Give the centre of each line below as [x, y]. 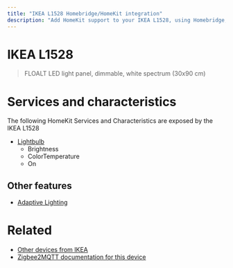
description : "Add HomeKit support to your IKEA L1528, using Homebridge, [118, 20]
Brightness [43, 149]
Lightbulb [31, 142]
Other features [40, 186]
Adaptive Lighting [42, 203]
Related [29, 231]
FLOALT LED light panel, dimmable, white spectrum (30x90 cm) [115, 74]
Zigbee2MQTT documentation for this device [81, 257]
